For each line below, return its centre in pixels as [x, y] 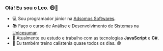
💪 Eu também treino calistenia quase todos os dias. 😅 [67, 43]
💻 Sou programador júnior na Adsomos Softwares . [64, 18]
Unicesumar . [25, 33]
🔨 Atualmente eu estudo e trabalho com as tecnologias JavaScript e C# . [85, 38]
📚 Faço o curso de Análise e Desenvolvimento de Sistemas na [75, 26]
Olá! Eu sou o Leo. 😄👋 [32, 8]
